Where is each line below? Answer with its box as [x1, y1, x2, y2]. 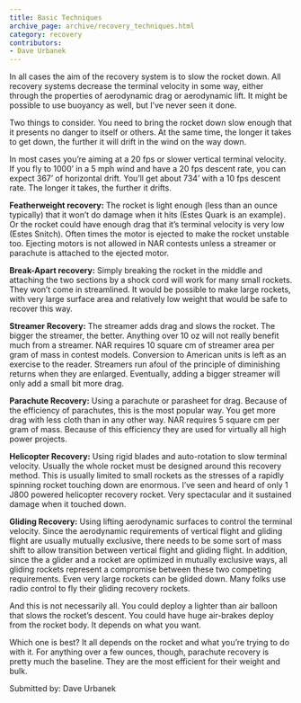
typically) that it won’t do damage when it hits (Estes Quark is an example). [9, 209, 286, 220]
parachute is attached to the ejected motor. [9, 248, 169, 259]
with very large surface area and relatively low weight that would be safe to [9, 294, 288, 305]
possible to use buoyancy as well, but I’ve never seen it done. [9, 100, 237, 111]
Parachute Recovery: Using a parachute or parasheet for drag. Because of [9, 396, 288, 406]
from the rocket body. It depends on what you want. [9, 619, 202, 630]
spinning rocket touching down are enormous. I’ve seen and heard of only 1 [9, 480, 289, 491]
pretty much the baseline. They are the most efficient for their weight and [9, 656, 281, 667]
